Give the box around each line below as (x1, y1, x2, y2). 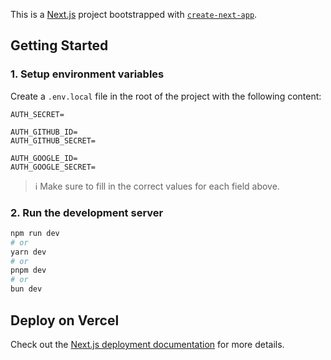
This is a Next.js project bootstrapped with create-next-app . (10, 9, 258, 20)
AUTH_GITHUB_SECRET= (10, 135, 97, 146)
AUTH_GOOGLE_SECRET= (10, 162, 97, 172)
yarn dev (10, 247, 47, 257)
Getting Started (10, 37, 109, 54)
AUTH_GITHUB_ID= (10, 127, 78, 137)
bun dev (10, 284, 43, 294)
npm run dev (10, 228, 60, 238)
